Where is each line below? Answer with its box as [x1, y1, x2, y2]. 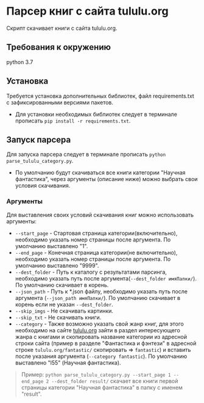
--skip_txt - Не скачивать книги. [15, 313, 102, 321]
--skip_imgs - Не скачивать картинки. [15, 307, 114, 315]
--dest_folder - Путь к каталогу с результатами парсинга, [15, 268, 167, 276]
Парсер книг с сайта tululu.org [6, 4, 169, 18]
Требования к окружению [6, 42, 111, 52]
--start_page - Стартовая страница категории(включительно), [15, 229, 178, 237]
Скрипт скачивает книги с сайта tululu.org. [6, 24, 118, 32]
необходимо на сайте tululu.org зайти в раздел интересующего [15, 326, 181, 333]
